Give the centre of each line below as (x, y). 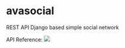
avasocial (30, 11)
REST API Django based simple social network (63, 27)
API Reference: (24, 39)
